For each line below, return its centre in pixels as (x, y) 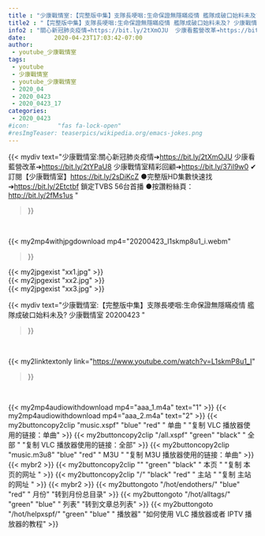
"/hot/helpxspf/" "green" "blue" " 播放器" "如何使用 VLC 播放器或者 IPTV (126, 514)
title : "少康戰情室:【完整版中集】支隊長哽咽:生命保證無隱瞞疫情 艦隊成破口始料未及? (134, 15)
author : (21, 45)
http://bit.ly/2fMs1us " (43, 195)
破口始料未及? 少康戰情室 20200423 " (84, 315)
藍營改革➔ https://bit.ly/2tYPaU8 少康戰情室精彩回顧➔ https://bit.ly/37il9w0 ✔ (132, 166)
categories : (28, 111)
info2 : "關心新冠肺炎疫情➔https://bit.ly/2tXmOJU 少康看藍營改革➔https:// (128, 30)
